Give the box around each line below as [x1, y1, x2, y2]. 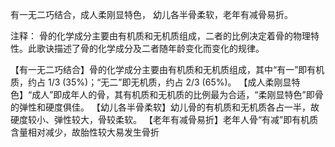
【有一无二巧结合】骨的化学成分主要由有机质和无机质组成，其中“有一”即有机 [10, 64, 325, 75]
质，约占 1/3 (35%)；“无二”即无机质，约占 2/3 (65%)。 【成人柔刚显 [10, 76, 292, 88]
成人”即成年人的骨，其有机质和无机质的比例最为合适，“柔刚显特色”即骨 [31, 89, 324, 100]
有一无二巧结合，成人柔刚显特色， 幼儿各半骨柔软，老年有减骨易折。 [10, 9, 293, 20]
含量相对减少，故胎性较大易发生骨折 [10, 126, 160, 138]
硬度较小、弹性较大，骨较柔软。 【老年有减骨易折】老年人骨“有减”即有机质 [10, 114, 319, 125]
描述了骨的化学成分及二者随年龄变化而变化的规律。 [53, 43, 265, 54]
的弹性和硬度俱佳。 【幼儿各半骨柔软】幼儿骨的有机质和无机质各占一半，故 [10, 101, 320, 113]
